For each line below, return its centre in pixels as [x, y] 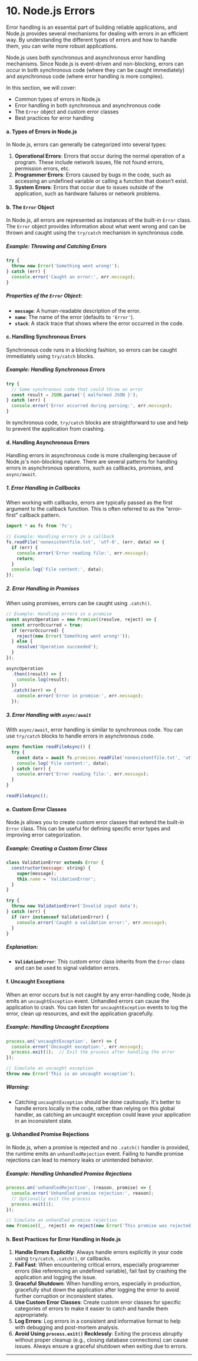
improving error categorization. [44, 835]
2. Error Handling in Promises [43, 588]
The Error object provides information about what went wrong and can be [96, 227]
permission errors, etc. [42, 169]
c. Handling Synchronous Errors [46, 337]
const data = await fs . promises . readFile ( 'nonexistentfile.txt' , [99, 757]
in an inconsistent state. [43, 1121]
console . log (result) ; [43, 680]
